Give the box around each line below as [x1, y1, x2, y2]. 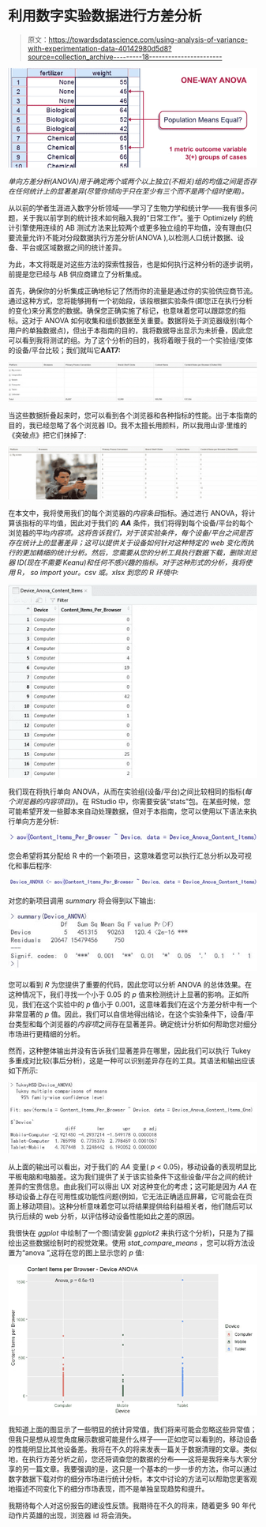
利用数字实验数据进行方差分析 [8, 7, 203, 25]
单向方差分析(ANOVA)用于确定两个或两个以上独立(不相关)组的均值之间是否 [8, 176, 250, 186]
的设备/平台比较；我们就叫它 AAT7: [8, 345, 121, 355]
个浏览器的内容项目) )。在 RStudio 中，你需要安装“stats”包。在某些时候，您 [8, 797, 251, 807]
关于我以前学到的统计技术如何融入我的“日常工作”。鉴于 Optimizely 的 [21, 213, 247, 222]
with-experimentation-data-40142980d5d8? [27, 43, 172, 53]
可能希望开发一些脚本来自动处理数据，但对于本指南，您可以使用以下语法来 [8, 807, 250, 816]
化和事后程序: [8, 861, 53, 870]
